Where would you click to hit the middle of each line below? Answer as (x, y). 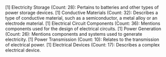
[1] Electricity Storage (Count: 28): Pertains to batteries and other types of (82, 7)
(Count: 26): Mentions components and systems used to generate (74, 34)
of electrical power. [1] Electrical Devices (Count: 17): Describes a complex (82, 45)
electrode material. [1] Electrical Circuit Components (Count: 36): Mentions (83, 23)
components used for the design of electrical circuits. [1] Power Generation (83, 29)
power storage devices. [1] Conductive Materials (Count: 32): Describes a (81, 13)
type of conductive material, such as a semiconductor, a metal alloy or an (81, 18)
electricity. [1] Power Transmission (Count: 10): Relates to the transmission (82, 39)
